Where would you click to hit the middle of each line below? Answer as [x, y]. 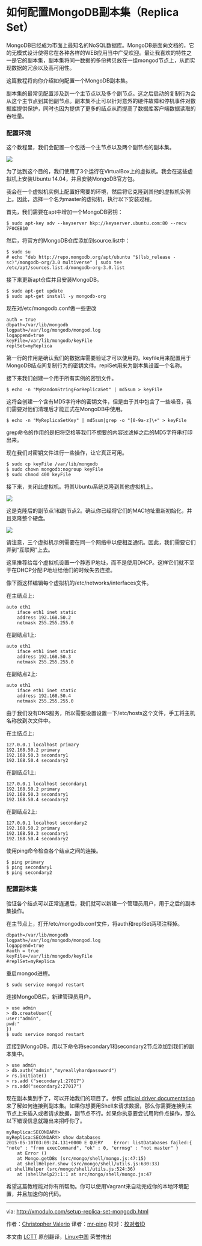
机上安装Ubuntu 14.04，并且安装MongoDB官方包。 [75, 179]
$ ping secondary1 [29, 867]
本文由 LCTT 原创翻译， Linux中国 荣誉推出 [59, 1236]
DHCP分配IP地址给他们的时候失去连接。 [66, 570]
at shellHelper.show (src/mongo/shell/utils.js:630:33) [89, 1164]
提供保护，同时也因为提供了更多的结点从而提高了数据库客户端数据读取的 [106, 108]
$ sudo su [19, 252]
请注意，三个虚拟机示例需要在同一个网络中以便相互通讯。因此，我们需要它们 [101, 542]
